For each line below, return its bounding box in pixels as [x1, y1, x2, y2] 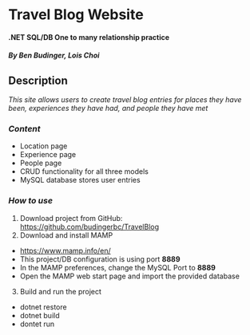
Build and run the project [19, 286, 102, 296]
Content [8, 124, 42, 135]
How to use [8, 195, 54, 207]
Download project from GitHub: [19, 213, 123, 223]
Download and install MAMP [19, 230, 113, 240]
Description [8, 73, 68, 87]
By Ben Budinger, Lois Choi [8, 50, 100, 61]
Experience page [19, 150, 77, 160]
